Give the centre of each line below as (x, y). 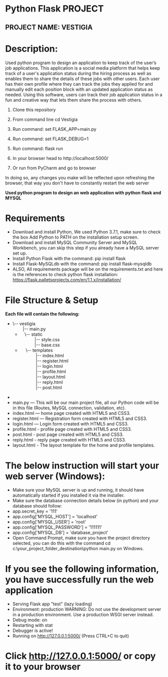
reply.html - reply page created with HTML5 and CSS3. (69, 440)
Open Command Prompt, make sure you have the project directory (81, 538)
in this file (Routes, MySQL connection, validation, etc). (69, 408)
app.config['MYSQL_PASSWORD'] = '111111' (57, 527)
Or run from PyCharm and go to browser (54, 168)
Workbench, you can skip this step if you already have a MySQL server (86, 248)
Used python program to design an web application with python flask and (83, 192)
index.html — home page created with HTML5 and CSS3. (71, 413)
